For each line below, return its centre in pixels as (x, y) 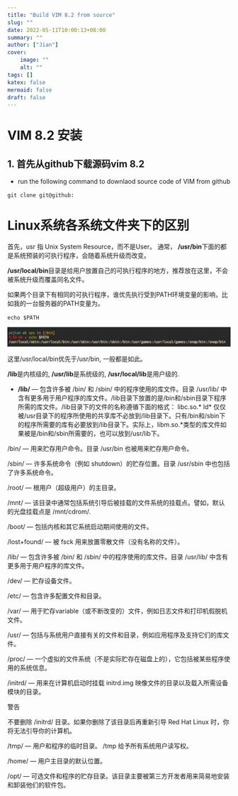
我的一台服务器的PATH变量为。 (58, 304)
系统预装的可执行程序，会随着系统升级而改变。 (81, 256)
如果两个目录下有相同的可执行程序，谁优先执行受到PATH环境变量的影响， (114, 295)
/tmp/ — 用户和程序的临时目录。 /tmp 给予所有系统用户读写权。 (100, 746)
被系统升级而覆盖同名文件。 (48, 280)
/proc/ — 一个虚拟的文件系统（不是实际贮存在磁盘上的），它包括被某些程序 (116, 659)
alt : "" (31, 67)
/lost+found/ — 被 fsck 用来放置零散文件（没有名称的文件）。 (96, 542)
